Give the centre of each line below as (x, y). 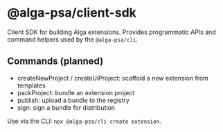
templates (32, 85)
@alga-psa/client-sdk (72, 13)
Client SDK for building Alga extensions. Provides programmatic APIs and (111, 32)
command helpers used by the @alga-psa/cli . (73, 39)
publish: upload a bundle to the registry (73, 100)
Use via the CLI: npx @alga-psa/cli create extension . (84, 121)
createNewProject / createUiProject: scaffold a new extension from (113, 78)
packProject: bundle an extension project (76, 92)
